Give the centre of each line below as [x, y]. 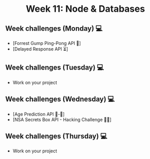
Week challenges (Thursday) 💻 [56, 136]
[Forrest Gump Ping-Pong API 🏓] [47, 43]
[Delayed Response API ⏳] [40, 49]
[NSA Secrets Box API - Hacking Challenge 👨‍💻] [62, 119]
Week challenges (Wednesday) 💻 [60, 99]
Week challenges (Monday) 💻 [54, 28]
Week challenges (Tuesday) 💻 [55, 68]
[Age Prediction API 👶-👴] [39, 114]
